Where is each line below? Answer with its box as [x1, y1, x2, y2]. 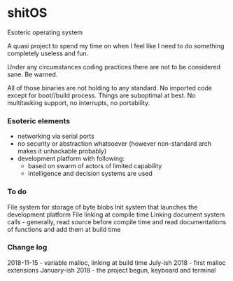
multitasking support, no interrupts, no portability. [7, 98, 150, 107]
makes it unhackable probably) [17, 147, 107, 156]
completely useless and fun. [7, 49, 89, 57]
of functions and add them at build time [7, 225, 121, 233]
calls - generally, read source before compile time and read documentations [7, 217, 227, 226]
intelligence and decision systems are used [27, 170, 153, 178]
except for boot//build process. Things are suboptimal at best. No [7, 91, 196, 100]
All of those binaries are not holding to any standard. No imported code [7, 83, 212, 92]
